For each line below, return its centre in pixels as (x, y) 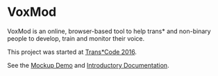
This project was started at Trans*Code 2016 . (72, 52)
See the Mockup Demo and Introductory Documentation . (88, 65)
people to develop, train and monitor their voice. (76, 38)
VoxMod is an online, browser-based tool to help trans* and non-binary (109, 31)
